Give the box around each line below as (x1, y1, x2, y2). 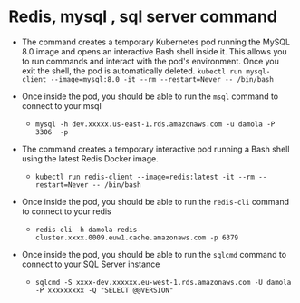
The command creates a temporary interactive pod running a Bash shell (21, 143, 290, 154)
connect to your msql (21, 100, 102, 111)
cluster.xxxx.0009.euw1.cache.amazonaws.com (34, 233, 207, 242)
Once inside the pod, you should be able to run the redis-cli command (21, 196, 289, 207)
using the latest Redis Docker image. (21, 152, 160, 164)
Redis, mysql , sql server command (8, 6, 278, 27)
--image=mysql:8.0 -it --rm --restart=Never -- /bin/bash (50, 74, 274, 83)
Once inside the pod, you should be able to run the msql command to (21, 91, 278, 102)
